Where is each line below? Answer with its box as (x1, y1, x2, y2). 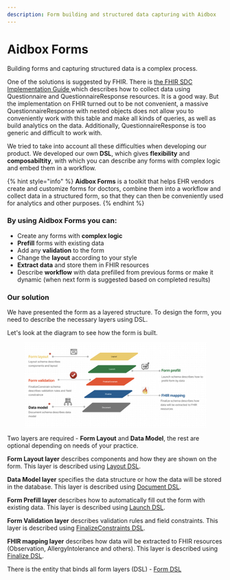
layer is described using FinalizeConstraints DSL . (7, 524, 146, 532)
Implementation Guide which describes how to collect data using (7, 84, 191, 93)
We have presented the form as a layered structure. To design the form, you (7, 308, 222, 316)
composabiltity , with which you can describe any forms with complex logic (7, 156, 221, 165)
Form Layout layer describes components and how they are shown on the (7, 455, 218, 463)
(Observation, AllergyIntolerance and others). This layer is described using (7, 544, 218, 553)
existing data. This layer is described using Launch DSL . (7, 503, 166, 511)
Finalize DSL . (7, 552, 45, 560)
